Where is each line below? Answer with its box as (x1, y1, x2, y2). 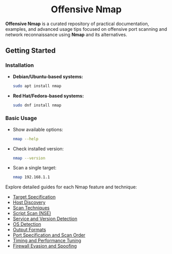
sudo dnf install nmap (12, 103, 62, 108)
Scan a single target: (12, 165, 56, 171)
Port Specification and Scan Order (12, 232, 86, 238)
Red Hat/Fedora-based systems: (12, 92, 84, 99)
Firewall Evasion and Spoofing (12, 243, 77, 249)
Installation (5, 62, 34, 69)
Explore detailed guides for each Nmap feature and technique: (5, 184, 137, 190)
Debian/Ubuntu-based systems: (12, 73, 83, 80)
